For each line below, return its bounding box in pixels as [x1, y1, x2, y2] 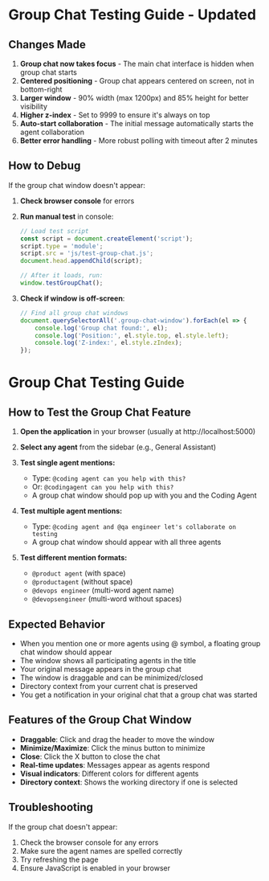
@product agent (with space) [31, 568, 126, 578]
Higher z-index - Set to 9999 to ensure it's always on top [19, 110, 210, 120]
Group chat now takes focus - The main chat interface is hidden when [19, 59, 255, 68]
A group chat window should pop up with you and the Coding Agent [31, 490, 257, 500]
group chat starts [19, 68, 78, 77]
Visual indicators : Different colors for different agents [19, 768, 199, 778]
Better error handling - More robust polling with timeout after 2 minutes [19, 136, 259, 145]
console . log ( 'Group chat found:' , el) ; [35, 324, 169, 332]
